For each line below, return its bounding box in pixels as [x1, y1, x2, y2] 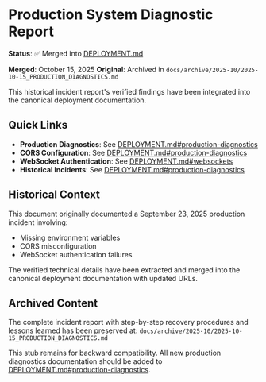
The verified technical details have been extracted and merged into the [8, 264, 241, 275]
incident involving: [8, 217, 68, 227]
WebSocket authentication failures [19, 249, 133, 259]
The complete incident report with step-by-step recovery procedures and [8, 318, 249, 327]
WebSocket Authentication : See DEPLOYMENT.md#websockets [19, 156, 233, 166]
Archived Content [8, 296, 98, 310]
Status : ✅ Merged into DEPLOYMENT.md [8, 48, 144, 58]
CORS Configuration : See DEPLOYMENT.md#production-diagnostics [19, 148, 248, 157]
